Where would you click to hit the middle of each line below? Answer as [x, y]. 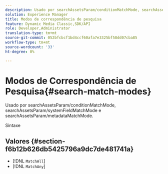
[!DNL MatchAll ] [29, 161]
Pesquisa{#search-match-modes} [78, 91]
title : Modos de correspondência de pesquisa [53, 19]
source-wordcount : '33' [30, 47]
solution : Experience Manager [37, 14]
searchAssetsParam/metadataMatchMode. [49, 116]
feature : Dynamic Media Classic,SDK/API [48, 24]
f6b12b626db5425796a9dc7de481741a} [69, 149]
